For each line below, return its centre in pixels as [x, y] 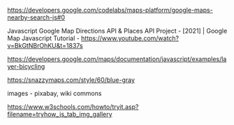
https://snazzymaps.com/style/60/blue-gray [71, 80]
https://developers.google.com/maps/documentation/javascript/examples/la [117, 59]
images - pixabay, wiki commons [54, 93]
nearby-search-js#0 [36, 17]
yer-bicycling [26, 66]
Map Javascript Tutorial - [44, 38]
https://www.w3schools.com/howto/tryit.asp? [73, 107]
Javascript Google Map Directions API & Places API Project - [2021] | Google [117, 31]
